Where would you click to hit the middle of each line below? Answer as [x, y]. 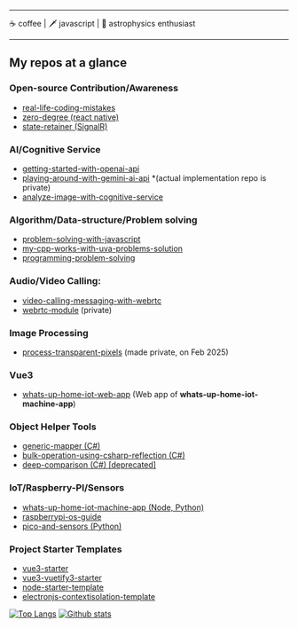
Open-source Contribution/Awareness [94, 88]
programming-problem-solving [78, 258]
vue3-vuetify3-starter [62, 578]
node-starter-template [63, 587]
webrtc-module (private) [67, 310]
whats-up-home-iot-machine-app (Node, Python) [113, 507]
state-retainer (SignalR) [65, 126]
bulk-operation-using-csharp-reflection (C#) [104, 455]
